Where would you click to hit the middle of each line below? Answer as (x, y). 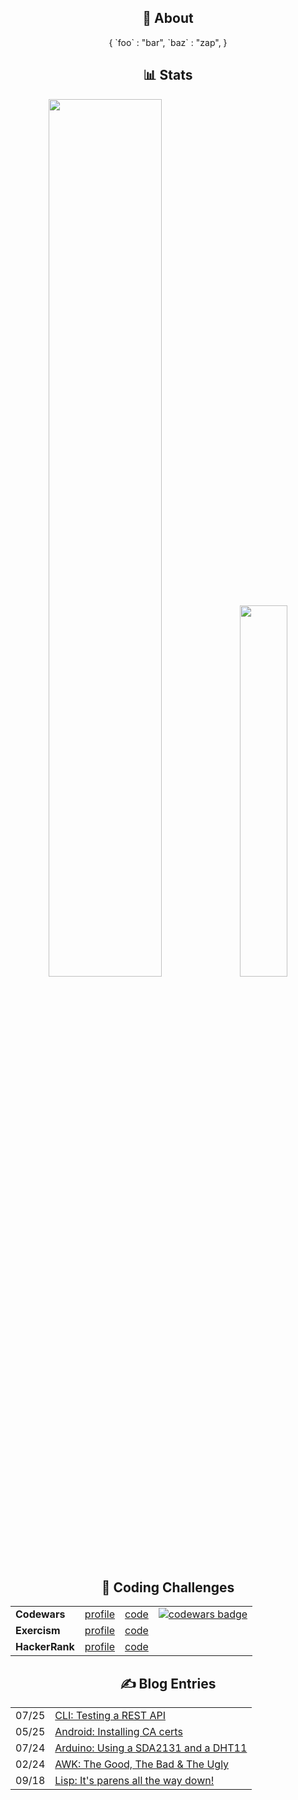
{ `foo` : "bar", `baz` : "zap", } (168, 42)
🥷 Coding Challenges (168, 1587)
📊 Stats (168, 75)
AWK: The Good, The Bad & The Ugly (142, 1764)
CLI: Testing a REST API (110, 1716)
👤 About (168, 18)
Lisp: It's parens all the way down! (134, 1781)
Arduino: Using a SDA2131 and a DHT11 (151, 1748)
